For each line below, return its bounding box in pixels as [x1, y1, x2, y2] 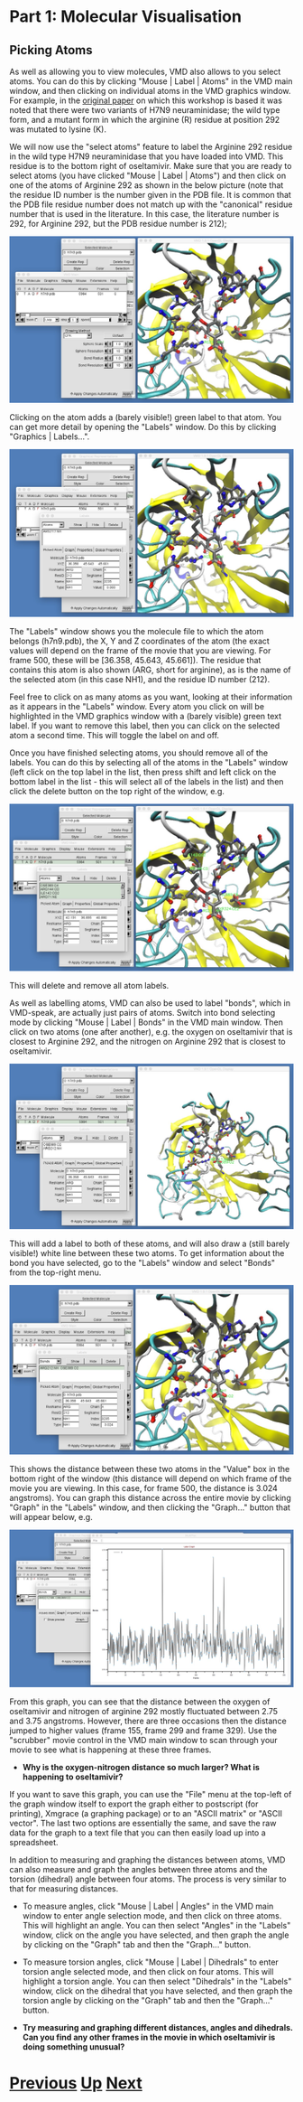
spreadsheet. [9, 1837, 59, 1848]
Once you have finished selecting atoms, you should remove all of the [9, 747, 269, 758]
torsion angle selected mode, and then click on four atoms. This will [22, 1966, 274, 1977]
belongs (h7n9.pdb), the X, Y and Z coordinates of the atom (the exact [9, 635, 271, 646]
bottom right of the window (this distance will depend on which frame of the [9, 1473, 292, 1484]
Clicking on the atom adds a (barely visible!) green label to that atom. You [9, 411, 282, 422]
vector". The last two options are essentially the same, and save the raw [9, 1818, 277, 1829]
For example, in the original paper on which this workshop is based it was [9, 95, 282, 106]
